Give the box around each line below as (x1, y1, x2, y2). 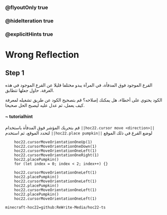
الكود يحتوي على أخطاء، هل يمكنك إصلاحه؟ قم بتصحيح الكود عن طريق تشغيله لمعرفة (5, 97, 163, 103)
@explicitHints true (5, 30, 53, 37)
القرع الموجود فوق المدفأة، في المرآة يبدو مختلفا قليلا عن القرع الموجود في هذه (5, 82, 153, 88)
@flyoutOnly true (5, 4, 48, 11)
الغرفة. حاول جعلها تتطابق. (5, 87, 54, 93)
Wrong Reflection (5, 49, 79, 60)
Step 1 (5, 69, 25, 77)
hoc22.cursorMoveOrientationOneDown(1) (14, 144, 97, 149)
